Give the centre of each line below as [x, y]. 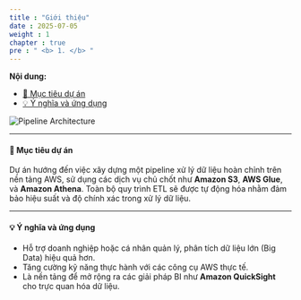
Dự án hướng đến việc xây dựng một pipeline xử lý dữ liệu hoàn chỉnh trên [146, 170]
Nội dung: [28, 76]
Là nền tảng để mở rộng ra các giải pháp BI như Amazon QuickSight [149, 276]
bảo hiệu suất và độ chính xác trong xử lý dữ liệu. [100, 199]
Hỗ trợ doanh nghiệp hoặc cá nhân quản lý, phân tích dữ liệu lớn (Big [149, 248]
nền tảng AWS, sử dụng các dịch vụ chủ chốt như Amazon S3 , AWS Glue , [146, 179]
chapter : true [38, 43]
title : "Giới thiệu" [50, 17]
